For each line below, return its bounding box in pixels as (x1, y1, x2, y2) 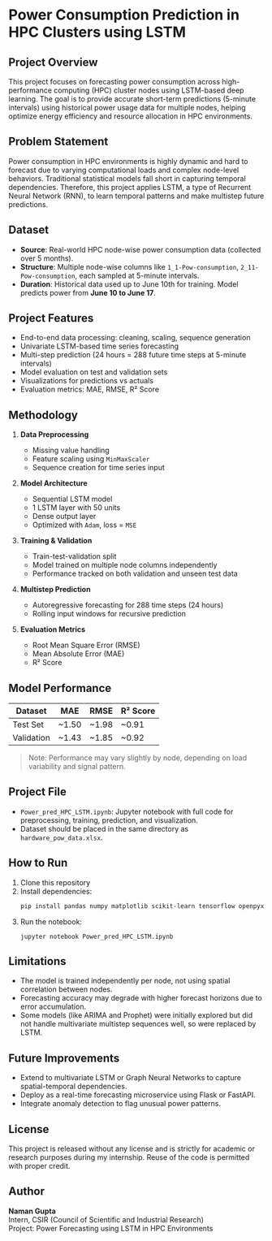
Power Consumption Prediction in (8, 6, 240, 24)
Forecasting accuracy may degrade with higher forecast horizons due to (19, 993, 262, 1003)
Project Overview (8, 55, 98, 69)
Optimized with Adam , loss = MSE (32, 520, 137, 530)
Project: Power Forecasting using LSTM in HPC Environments (8, 1223, 214, 1233)
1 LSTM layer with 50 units (32, 503, 121, 512)
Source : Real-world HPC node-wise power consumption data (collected (19, 244, 261, 254)
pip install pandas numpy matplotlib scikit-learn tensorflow (19, 902, 235, 910)
